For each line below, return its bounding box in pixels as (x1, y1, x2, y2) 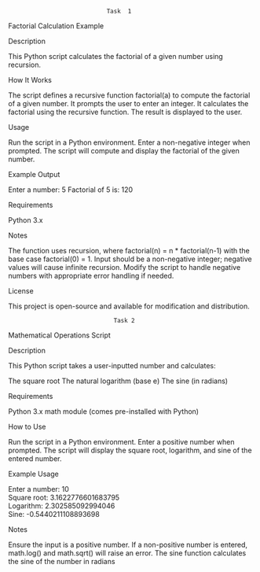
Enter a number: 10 (8, 485, 69, 493)
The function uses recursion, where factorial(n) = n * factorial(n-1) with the (8, 246, 250, 255)
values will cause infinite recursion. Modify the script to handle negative (8, 263, 241, 271)
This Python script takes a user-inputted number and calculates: (8, 361, 216, 370)
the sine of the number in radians (8, 557, 115, 566)
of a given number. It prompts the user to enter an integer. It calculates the (8, 99, 249, 108)
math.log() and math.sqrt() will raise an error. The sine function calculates (8, 548, 247, 558)
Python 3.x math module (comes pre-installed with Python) (8, 407, 199, 416)
